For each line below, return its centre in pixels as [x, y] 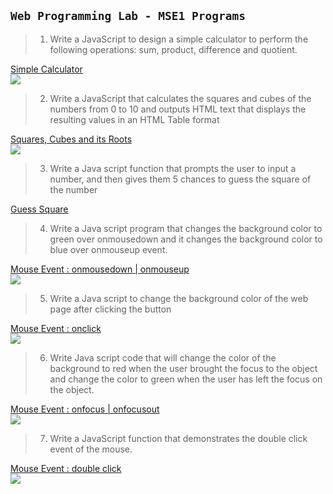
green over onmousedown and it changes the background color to [186, 239]
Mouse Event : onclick [56, 328]
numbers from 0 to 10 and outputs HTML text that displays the [178, 109]
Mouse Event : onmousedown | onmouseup [100, 269]
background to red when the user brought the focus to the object [183, 368]
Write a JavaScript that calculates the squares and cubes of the [180, 98]
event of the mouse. [91, 449]
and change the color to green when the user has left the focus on [186, 379]
